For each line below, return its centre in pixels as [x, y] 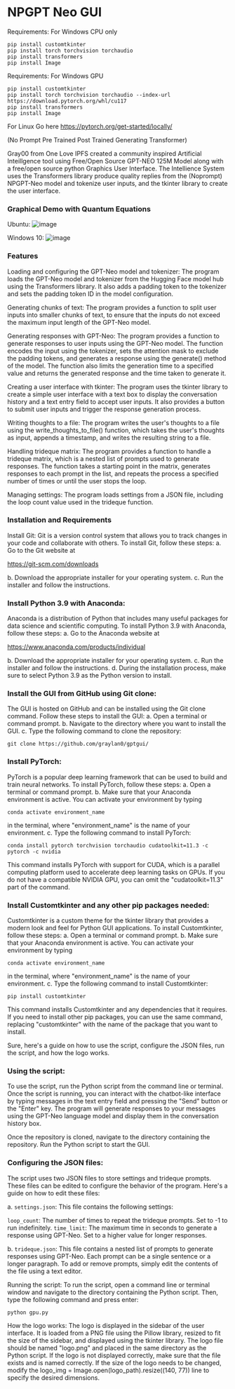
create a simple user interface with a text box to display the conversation [112, 394]
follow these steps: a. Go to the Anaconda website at [83, 633]
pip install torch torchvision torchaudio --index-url [89, 95]
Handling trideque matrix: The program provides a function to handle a [109, 451]
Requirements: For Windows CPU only [62, 32]
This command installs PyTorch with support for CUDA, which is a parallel [114, 864]
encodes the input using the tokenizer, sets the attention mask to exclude [113, 351]
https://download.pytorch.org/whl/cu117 [67, 101]
